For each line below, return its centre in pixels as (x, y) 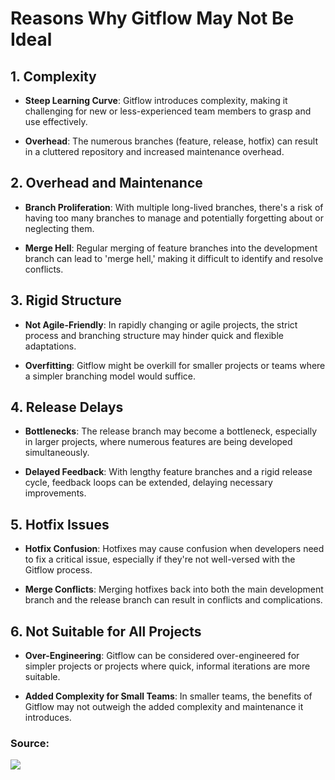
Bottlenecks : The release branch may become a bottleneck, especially (171, 431)
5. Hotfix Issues (60, 524)
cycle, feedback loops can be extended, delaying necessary (148, 483)
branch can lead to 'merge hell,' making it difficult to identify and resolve (174, 258)
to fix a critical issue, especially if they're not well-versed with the (160, 559)
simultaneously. (57, 453)
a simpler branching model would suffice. (110, 376)
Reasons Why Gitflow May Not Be (152, 18)
